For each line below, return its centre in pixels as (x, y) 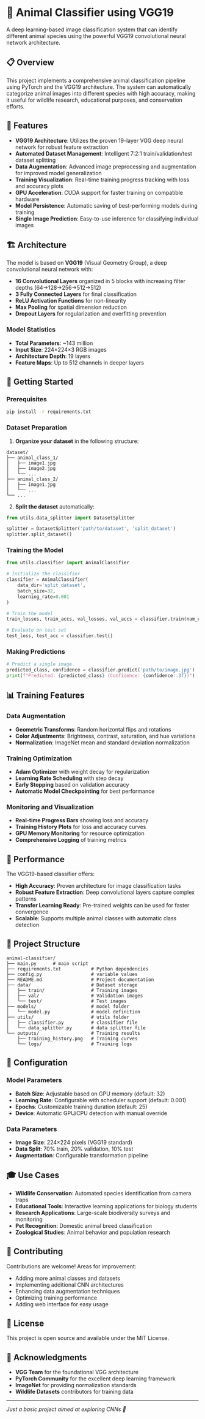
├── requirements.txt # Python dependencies (77, 969)
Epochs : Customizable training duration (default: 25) (81, 1107)
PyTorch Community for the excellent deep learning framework (95, 1379)
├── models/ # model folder (68, 1006)
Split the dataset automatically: (55, 506)
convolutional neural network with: (50, 270)
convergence (32, 912)
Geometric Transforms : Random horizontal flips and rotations (93, 729)
